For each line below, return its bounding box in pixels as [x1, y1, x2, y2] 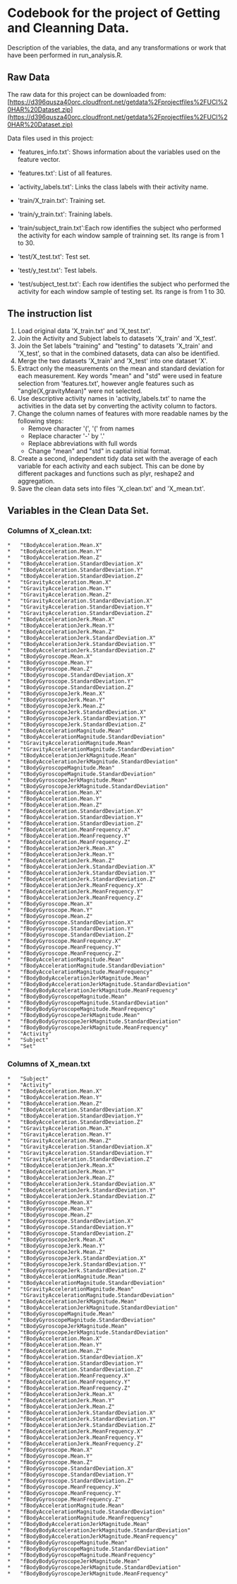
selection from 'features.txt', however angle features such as [17, 379, 195, 387]
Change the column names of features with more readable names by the [17, 409, 229, 418]
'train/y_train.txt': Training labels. [17, 210, 113, 218]
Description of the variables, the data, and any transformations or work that [7, 43, 226, 52]
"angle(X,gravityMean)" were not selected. [17, 387, 142, 395]
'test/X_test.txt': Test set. [17, 252, 90, 261]
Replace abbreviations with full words [28, 439, 138, 447]
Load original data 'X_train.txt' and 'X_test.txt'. [17, 327, 152, 335]
